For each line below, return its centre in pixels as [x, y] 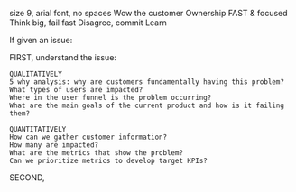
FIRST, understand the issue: [63, 57]
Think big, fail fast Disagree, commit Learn [88, 23]
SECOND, [27, 178]
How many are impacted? [54, 145]
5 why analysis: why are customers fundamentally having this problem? [147, 82]
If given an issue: [41, 40]
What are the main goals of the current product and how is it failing [147, 105]
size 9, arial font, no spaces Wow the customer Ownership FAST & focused [148, 13]
